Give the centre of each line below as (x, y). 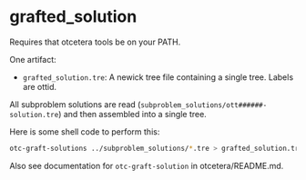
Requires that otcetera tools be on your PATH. (95, 42)
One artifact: (33, 59)
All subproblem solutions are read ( (75, 104)
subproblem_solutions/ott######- (204, 105)
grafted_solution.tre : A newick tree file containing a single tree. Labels (158, 77)
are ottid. (40, 86)
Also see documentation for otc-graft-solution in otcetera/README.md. (147, 165)
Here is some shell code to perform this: (85, 131)
